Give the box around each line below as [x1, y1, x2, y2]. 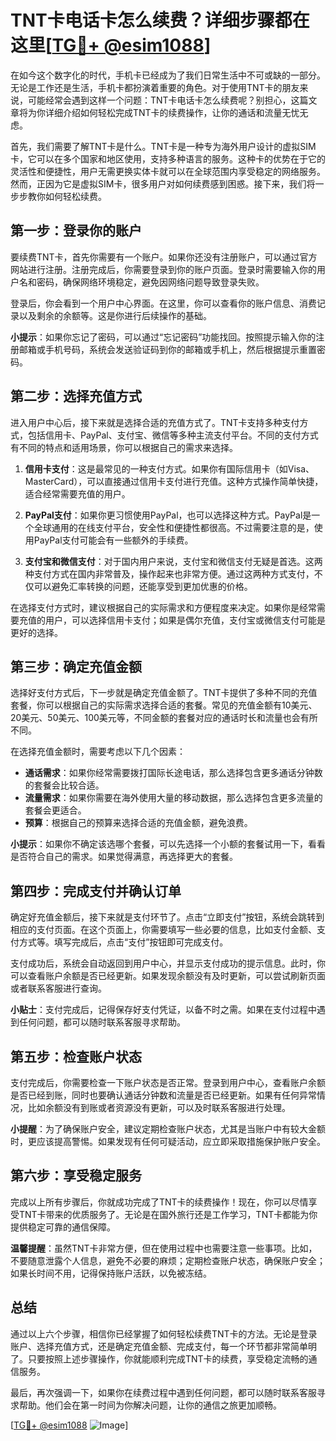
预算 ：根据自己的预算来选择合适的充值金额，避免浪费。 [24, 817, 253, 829]
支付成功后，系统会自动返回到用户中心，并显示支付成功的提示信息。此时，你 [10, 957, 326, 970]
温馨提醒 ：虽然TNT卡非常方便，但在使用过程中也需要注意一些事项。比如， [10, 1242, 318, 1254]
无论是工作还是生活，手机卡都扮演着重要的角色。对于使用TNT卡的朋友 [10, 81, 300, 93]
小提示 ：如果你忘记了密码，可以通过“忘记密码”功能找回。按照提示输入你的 [10, 331, 317, 343]
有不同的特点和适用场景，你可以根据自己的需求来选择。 [10, 441, 238, 453]
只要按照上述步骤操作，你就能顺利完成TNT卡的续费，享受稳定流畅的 [27, 1352, 309, 1365]
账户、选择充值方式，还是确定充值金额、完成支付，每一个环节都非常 [10, 1340, 291, 1352]
